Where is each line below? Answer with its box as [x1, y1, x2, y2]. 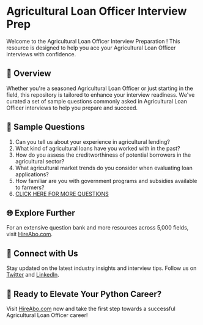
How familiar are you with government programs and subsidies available [15, 177, 197, 184]
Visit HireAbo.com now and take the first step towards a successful [6, 305, 175, 312]
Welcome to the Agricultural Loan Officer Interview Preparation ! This [6, 37, 180, 45]
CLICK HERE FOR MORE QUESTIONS [15, 190, 109, 197]
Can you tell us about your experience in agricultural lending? [15, 138, 170, 145]
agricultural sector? [15, 157, 65, 165]
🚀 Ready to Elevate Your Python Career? [6, 289, 162, 299]
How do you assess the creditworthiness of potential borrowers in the [15, 151, 191, 159]
